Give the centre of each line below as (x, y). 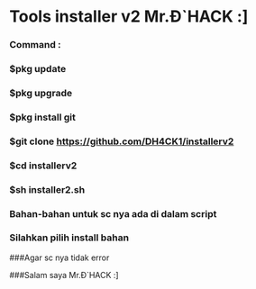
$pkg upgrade (41, 93)
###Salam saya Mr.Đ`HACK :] (64, 275)
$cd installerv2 (43, 166)
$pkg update (38, 69)
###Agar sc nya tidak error (59, 257)
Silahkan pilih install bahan (69, 238)
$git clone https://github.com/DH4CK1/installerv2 (122, 141)
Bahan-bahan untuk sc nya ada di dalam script (113, 213)
